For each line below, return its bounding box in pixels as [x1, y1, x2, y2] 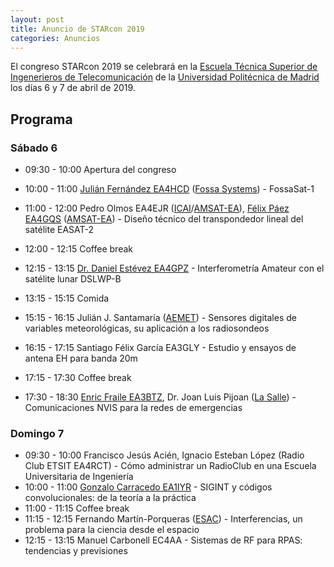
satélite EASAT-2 [24, 224, 95, 236]
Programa [10, 111, 73, 128]
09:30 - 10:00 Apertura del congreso [24, 164, 177, 176]
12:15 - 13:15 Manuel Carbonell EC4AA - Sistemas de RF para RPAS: [24, 534, 303, 546]
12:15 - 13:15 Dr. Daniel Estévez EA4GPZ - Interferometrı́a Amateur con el [24, 262, 325, 275]
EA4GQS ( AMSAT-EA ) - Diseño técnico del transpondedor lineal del [24, 213, 304, 225]
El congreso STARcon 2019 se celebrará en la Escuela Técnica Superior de [10, 61, 318, 73]
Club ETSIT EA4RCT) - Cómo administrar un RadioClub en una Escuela [24, 460, 317, 472]
